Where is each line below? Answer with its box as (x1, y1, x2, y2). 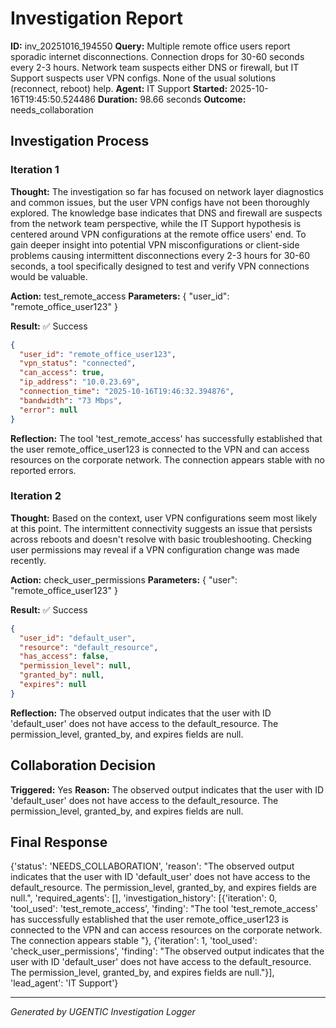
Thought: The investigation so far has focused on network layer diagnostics (10, 185, 324, 197)
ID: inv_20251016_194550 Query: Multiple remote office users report (10, 40, 291, 52)
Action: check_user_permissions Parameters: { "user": (10, 573, 238, 586)
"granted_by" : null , (19, 670, 105, 681)
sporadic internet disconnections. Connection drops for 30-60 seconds (10, 50, 305, 62)
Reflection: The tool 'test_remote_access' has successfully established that (10, 432, 323, 444)
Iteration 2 (10, 489, 62, 503)
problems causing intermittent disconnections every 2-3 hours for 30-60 (10, 249, 311, 261)
